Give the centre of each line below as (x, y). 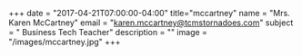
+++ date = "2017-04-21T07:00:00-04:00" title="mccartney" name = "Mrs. (149, 13)
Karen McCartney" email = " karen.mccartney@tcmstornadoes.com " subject (151, 23)
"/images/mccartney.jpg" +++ (65, 42)
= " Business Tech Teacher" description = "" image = (108, 32)
